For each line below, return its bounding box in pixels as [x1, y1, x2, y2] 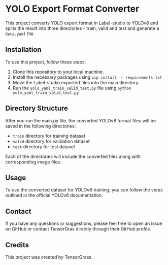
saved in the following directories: [5, 123, 76, 129]
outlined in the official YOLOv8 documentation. [5, 192, 103, 198]
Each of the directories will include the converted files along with [5, 153, 141, 159]
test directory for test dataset [12, 143, 75, 150]
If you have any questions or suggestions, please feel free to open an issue [5, 220, 162, 226]
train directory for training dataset [12, 132, 85, 139]
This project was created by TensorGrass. [5, 254, 93, 260]
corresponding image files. [5, 158, 62, 165]
